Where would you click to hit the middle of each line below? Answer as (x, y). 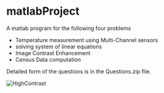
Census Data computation (48, 59)
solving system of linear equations (58, 46)
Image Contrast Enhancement (53, 53)
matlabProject (43, 11)
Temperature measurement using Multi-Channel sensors (86, 40)
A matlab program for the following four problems (69, 28)
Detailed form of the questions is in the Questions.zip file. (79, 71)
